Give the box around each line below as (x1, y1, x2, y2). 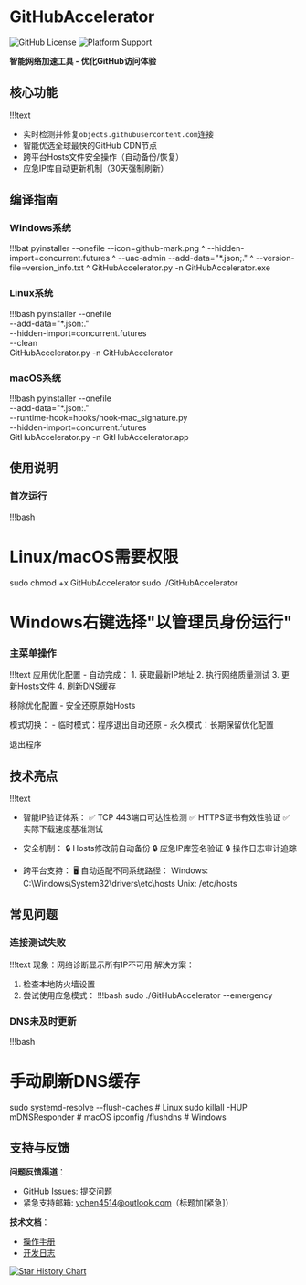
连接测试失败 (9, 936, 67, 949)
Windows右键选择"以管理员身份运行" (9, 612, 292, 632)
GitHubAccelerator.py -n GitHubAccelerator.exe (91, 262, 271, 273)
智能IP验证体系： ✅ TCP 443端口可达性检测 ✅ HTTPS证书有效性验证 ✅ (22, 811, 290, 823)
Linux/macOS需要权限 (9, 546, 179, 567)
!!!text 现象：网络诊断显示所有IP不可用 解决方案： (9, 959, 195, 970)
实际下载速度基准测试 (22, 823, 103, 834)
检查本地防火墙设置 (22, 978, 96, 989)
